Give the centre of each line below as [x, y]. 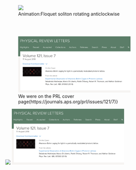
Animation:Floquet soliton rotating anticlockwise [69, 14]
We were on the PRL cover [46, 96]
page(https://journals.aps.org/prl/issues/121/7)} [68, 102]
